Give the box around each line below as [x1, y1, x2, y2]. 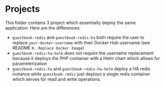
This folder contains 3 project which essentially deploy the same [5, 20, 136, 26]
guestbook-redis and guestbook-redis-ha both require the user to [12, 34, 144, 40]
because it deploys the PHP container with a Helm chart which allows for [12, 55, 160, 61]
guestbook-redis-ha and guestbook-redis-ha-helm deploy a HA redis [12, 65, 150, 72]
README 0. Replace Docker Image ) [12, 45, 84, 51]
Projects [5, 3, 40, 15]
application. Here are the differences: [5, 25, 81, 30]
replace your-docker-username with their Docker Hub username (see [12, 39, 150, 45]
